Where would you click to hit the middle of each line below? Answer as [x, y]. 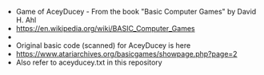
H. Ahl [26, 20]
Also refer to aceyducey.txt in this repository [89, 62]
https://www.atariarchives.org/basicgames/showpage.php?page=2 [126, 54]
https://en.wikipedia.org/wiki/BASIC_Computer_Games [105, 28]
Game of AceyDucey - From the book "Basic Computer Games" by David [136, 12]
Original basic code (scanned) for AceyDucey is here [103, 45]
